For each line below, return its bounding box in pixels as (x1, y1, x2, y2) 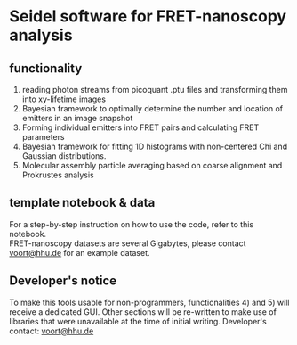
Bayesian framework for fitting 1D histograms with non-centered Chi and (21, 141, 287, 152)
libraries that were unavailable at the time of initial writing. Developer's (9, 316, 267, 326)
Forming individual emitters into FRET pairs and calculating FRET (21, 122, 260, 133)
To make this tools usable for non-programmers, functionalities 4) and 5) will (9, 297, 290, 308)
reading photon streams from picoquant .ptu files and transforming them (21, 85, 288, 94)
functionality (9, 61, 83, 76)
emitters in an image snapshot (21, 113, 133, 123)
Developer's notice (9, 274, 117, 289)
